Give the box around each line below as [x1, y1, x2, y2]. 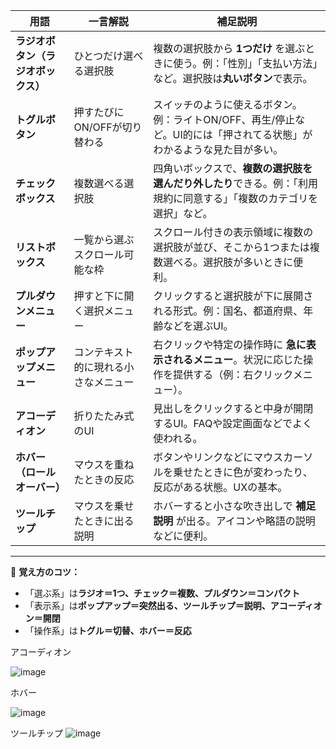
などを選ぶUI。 [163, 319, 234, 333]
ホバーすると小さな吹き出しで [153, 499, 293, 513]
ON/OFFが [73, 120, 123, 134]
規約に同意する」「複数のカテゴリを [153, 192, 319, 205]
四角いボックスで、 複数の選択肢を [153, 162, 313, 175]
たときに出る [73, 514, 135, 528]
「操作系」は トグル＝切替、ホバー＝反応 [24, 625, 192, 636]
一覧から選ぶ [73, 233, 135, 246]
